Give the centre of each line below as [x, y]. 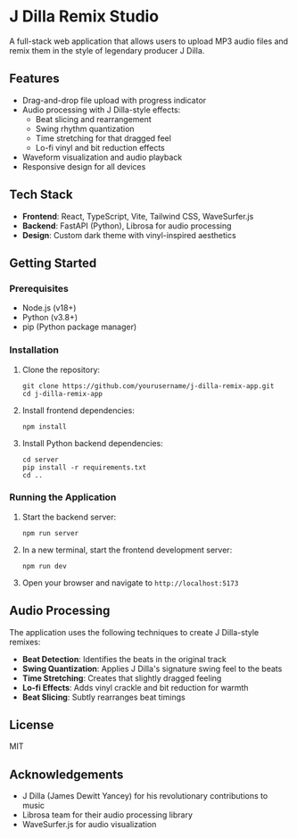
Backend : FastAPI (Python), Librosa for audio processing [127, 226]
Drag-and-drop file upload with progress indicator [114, 100]
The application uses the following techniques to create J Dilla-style [134, 632]
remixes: [25, 642]
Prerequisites [39, 288]
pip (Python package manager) [79, 327]
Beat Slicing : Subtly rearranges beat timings [103, 697]
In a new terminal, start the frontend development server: [127, 550]
